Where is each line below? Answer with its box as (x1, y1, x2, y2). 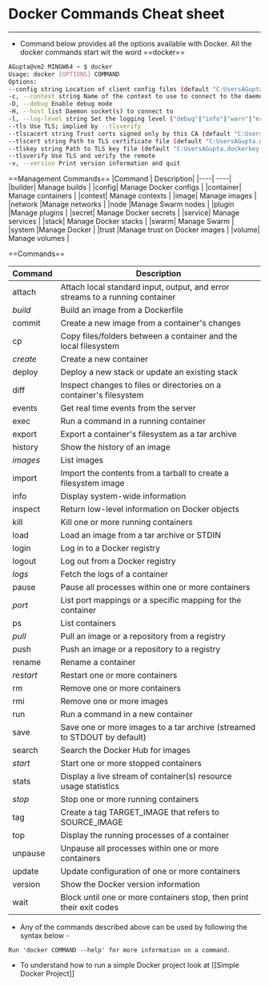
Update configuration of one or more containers (60, 866, 241, 877)
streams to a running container (60, 291, 176, 303)
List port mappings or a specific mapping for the (60, 595, 242, 606)
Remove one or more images (60, 695, 169, 707)
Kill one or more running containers (60, 517, 194, 528)
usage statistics (60, 781, 120, 792)
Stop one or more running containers (60, 794, 199, 805)
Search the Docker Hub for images (60, 745, 191, 756)
